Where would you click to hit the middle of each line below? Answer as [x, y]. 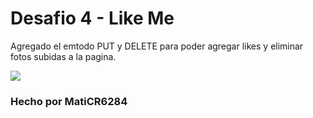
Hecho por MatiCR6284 [69, 101]
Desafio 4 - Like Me [92, 18]
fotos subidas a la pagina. [63, 56]
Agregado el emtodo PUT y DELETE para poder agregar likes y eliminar [157, 46]
